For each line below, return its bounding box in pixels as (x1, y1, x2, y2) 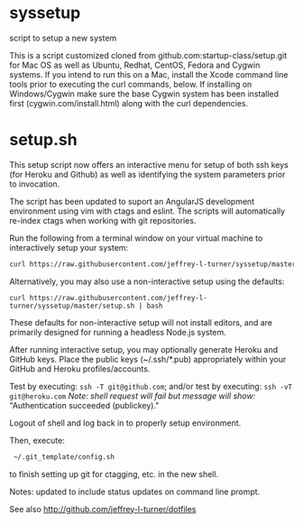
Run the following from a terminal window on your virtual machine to (9, 233, 263, 243)
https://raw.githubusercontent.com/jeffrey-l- (29, 293, 207, 302)
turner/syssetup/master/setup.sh (9, 301, 135, 310)
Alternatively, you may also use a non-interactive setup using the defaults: (9, 276, 285, 287)
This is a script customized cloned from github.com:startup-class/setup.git (9, 50, 288, 60)
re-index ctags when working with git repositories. (9, 215, 197, 225)
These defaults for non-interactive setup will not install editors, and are (9, 317, 273, 327)
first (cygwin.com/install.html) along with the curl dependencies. (9, 97, 249, 108)
